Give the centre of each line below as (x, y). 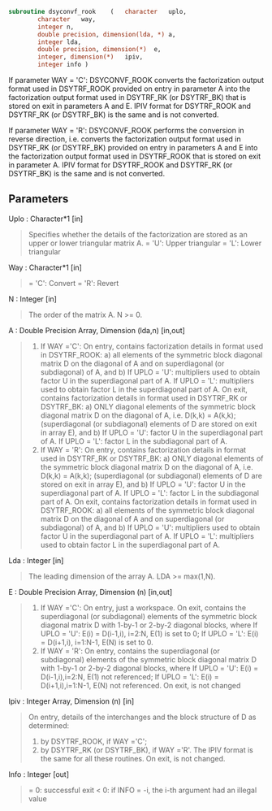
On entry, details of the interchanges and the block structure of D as (142, 717)
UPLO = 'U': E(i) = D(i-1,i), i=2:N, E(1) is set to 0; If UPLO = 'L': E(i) (149, 633)
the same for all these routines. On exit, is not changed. (133, 758)
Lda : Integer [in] (36, 560)
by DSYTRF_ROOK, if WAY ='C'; (94, 741)
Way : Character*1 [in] (45, 267)
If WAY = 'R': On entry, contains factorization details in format (143, 449)
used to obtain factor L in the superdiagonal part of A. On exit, (144, 389)
